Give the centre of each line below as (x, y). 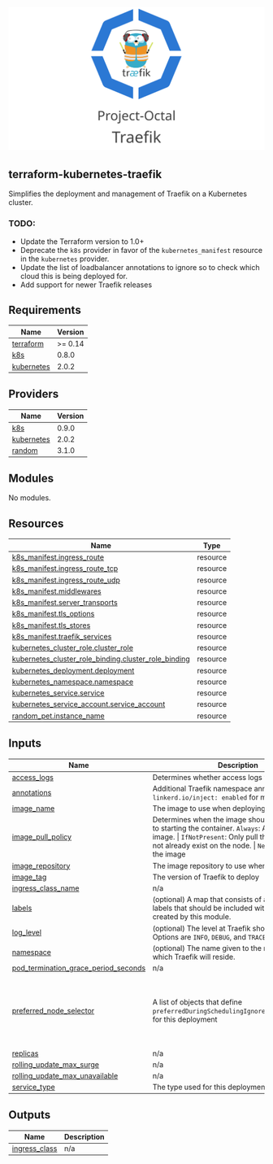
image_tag (29, 877)
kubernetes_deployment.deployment (73, 670)
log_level (27, 933)
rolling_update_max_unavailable (65, 1076)
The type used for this (189, 1087)
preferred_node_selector (53, 1010)
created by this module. (192, 917)
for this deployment (185, 1019)
